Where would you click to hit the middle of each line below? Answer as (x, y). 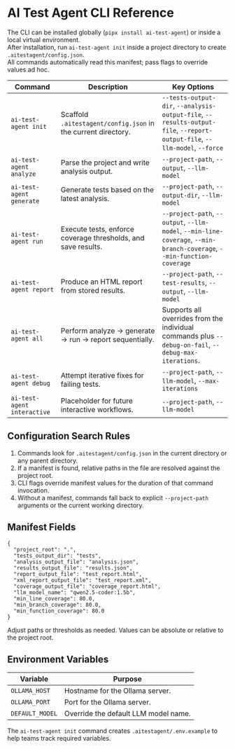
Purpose (127, 679)
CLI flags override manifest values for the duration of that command (115, 483)
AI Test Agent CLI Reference (91, 13)
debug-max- (180, 352)
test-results (184, 283)
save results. (81, 247)
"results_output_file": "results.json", (73, 568)
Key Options (193, 87)
